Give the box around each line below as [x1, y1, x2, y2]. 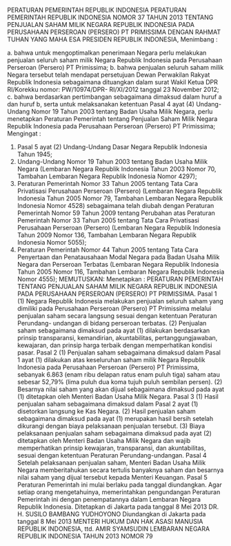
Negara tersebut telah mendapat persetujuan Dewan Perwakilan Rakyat [7, 70, 210, 79]
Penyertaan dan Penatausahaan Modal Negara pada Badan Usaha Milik [17, 253, 220, 261]
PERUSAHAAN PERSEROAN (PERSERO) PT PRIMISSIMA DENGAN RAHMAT [7, 28, 221, 36]
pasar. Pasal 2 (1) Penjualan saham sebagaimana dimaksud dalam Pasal [17, 348, 221, 357]
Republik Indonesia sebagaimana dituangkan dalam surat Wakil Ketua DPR [7, 78, 219, 86]
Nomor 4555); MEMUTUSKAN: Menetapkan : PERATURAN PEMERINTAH [17, 275, 224, 283]
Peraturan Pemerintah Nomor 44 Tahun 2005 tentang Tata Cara [17, 245, 199, 254]
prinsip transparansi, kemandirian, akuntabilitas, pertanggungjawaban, [17, 334, 218, 341]
